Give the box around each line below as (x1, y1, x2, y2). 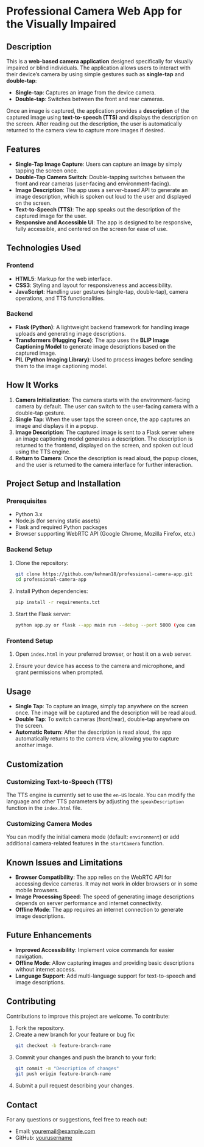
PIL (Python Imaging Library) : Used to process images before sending (15, 355, 193, 363)
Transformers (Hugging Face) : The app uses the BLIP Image (15, 336, 169, 344)
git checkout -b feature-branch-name (15, 1042, 111, 1049)
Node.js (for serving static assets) (15, 517, 100, 525)
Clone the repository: (15, 559, 69, 566)
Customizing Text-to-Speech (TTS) (6, 777, 113, 786)
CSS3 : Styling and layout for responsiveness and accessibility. (15, 282, 172, 289)
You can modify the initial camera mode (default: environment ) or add (6, 833, 180, 840)
